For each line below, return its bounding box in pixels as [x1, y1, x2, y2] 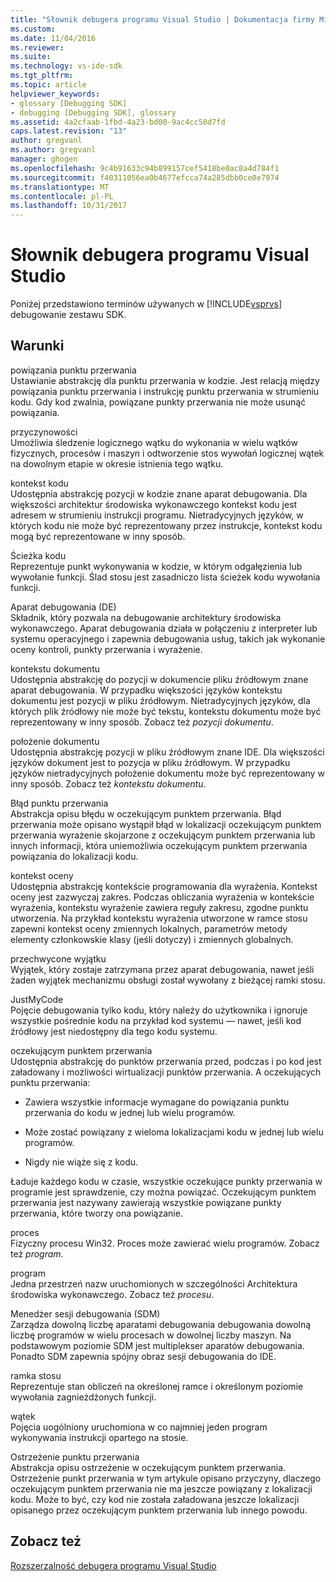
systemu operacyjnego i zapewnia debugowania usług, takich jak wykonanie [10, 632, 326, 645]
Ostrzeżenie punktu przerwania [10, 1451, 140, 1463]
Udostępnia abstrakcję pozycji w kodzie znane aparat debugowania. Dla [10, 487, 308, 500]
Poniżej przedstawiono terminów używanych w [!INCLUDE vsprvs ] [10, 298, 283, 310]
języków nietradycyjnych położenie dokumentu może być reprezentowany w [10, 767, 325, 779]
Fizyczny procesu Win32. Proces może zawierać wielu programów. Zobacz [10, 1237, 320, 1249]
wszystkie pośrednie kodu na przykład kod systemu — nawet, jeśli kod [10, 1014, 302, 1026]
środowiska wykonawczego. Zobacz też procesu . [10, 1288, 215, 1300]
